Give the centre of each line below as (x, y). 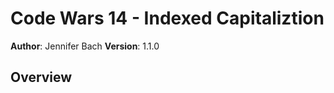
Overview (41, 77)
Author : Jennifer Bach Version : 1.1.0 (85, 46)
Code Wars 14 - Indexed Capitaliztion (167, 18)
